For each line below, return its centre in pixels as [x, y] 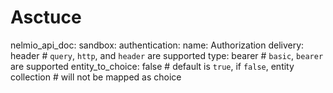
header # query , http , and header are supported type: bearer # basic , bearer [167, 55]
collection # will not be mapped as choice [96, 77]
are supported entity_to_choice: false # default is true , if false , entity [152, 66]
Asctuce [46, 17]
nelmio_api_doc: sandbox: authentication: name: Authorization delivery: [157, 45]
